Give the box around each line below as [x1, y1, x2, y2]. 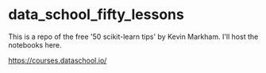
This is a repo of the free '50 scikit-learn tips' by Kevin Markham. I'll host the [8, 32, 259, 41]
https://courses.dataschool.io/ [8, 56, 107, 65]
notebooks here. [8, 40, 62, 49]
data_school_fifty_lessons [8, 6, 184, 24]
